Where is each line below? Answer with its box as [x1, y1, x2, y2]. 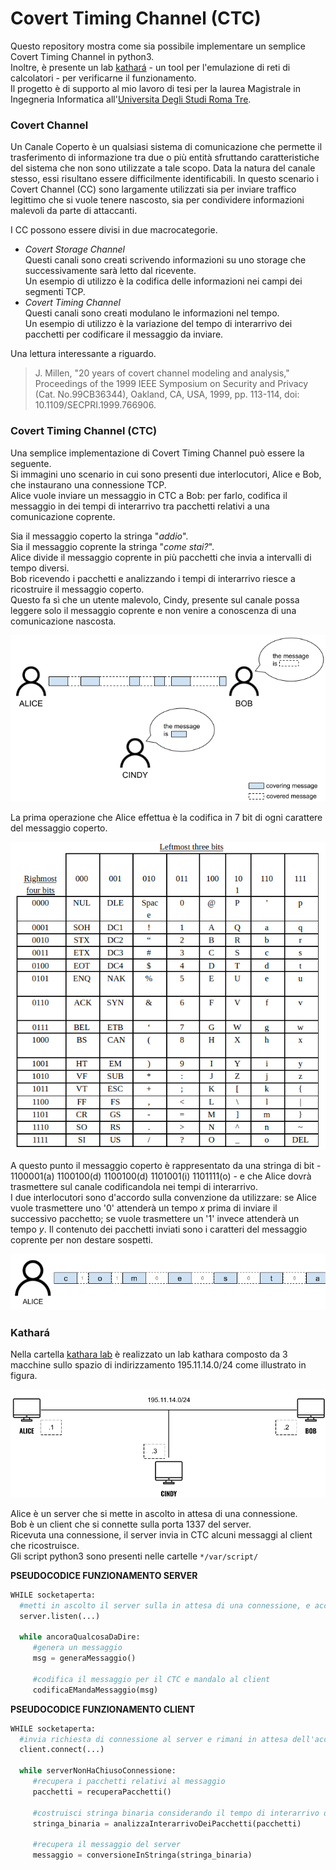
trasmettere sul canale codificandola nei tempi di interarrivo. [10, 1181, 258, 1193]
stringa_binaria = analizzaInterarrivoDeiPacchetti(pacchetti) [32, 1818, 302, 1829]
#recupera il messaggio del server [32, 1840, 182, 1850]
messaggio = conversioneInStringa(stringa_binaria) [32, 1850, 253, 1861]
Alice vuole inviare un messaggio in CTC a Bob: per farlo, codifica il [10, 489, 288, 501]
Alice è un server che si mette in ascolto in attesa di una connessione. [10, 1507, 298, 1519]
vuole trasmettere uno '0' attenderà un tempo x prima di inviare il [10, 1202, 278, 1214]
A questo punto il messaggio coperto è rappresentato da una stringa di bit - [10, 1160, 322, 1172]
